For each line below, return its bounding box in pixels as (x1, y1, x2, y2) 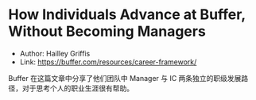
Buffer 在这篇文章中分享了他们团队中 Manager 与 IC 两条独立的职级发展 (8, 73, 242, 83)
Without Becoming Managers (8, 22, 207, 40)
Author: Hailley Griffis (19, 48, 91, 58)
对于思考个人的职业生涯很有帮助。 (21, 83, 134, 93)
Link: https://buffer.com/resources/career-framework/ (19, 57, 197, 67)
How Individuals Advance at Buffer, (8, 6, 246, 24)
